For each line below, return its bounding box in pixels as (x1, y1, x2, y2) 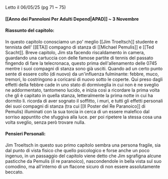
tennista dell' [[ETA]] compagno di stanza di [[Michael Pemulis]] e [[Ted (5, 44, 154, 50)
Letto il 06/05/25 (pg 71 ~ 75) (5, 5, 66, 10)
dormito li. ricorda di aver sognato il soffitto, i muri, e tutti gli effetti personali (5, 98, 163, 104)
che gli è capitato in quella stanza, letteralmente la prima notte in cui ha (5, 92, 153, 98)
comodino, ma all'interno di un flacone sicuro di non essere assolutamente (5, 164, 160, 169)
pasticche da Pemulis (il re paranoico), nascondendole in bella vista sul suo (5, 158, 162, 164)
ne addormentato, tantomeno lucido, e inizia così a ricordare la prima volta (5, 87, 160, 93)
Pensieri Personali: (5, 131, 46, 137)
